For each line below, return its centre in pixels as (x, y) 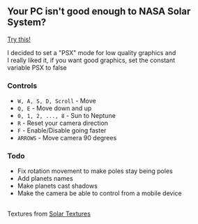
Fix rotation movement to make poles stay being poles (95, 171)
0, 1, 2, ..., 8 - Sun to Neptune (67, 116)
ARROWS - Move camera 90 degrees (67, 138)
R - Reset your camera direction (63, 123)
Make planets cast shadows (57, 186)
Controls (22, 85)
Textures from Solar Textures (49, 214)
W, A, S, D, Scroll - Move (56, 101)
